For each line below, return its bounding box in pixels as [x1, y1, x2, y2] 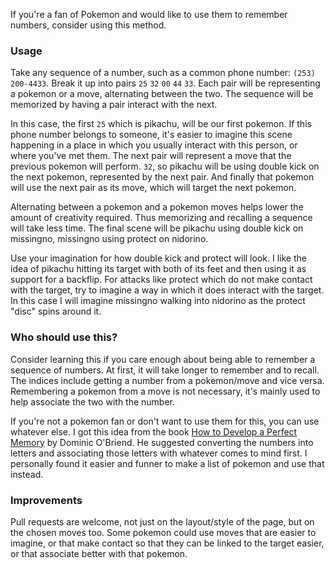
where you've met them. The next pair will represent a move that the [10, 150, 292, 162]
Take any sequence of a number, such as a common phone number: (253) [10, 67, 316, 79]
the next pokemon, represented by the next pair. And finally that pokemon [10, 171, 315, 183]
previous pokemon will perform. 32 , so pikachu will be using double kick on [10, 160, 320, 173]
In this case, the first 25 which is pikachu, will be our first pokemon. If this [10, 118, 312, 130]
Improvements [10, 493, 83, 507]
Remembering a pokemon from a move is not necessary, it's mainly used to [10, 385, 321, 397]
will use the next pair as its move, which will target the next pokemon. [10, 182, 297, 194]
